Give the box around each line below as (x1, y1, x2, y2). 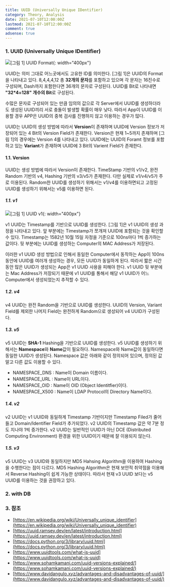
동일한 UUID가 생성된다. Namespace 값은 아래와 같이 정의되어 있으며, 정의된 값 (5, 353, 162, 359)
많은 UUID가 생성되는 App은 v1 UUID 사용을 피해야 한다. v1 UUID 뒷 (14, 264, 149, 270)
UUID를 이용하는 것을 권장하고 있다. (5, 477, 76, 484)
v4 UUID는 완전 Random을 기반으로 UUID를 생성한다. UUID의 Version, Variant (5, 302, 162, 308)
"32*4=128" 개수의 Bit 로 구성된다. (5, 90, 75, 96)
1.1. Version (5, 154, 29, 161)
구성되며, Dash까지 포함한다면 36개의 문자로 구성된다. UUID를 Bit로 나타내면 (5, 83, 157, 89)
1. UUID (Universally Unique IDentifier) (5, 48, 101, 55)
